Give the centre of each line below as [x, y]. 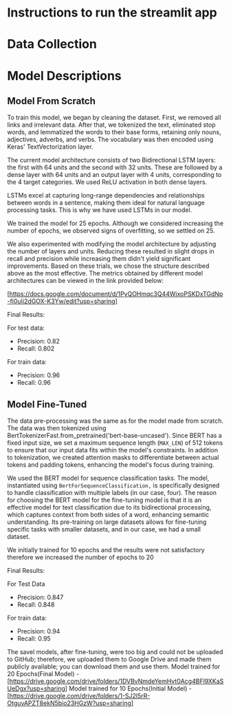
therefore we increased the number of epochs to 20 [80, 557]
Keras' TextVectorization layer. [50, 147]
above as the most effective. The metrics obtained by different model [105, 273]
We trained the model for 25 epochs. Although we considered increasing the [115, 223]
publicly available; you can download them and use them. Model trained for [114, 666]
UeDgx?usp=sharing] [37, 689]
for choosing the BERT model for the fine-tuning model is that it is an [104, 500]
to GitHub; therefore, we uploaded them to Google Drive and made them [109, 660]
